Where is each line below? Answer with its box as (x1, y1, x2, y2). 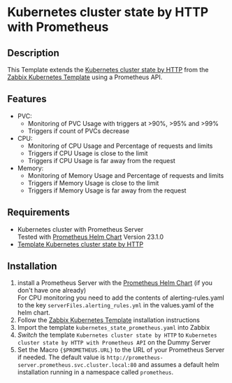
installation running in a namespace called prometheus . (17, 368, 173, 377)
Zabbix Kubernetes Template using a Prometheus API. (7, 73, 163, 81)
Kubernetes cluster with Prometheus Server (17, 225, 144, 233)
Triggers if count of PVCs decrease (27, 127, 130, 135)
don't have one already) (17, 286, 87, 295)
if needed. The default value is (17, 353, 106, 361)
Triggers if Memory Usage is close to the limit (27, 179, 159, 187)
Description (7, 47, 59, 59)
